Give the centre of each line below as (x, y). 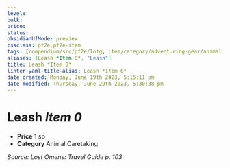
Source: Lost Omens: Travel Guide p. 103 (65, 157)
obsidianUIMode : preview (42, 39)
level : (16, 13)
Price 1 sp (31, 136)
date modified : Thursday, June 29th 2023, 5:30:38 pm (86, 84)
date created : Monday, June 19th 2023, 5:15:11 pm (81, 77)
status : (18, 33)
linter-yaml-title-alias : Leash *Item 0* (67, 71)
